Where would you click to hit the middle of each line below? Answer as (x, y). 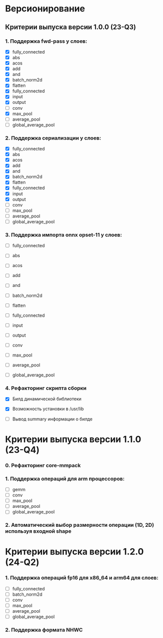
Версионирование (45, 9)
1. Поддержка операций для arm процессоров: (65, 479)
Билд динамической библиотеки (47, 399)
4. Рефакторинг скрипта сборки (46, 388)
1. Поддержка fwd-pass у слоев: (46, 41)
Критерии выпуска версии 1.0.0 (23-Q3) (71, 27)
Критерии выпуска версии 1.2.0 (75, 552)
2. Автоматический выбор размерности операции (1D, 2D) (80, 525)
